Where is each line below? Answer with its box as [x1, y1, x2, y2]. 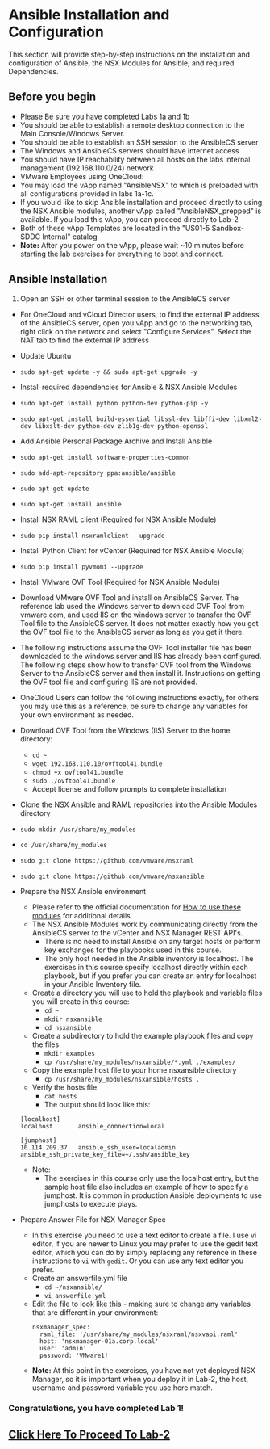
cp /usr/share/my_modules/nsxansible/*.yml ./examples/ [44, 1058, 236, 1066]
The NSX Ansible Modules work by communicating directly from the [31, 919, 258, 929]
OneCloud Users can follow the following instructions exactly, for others [19, 692, 260, 702]
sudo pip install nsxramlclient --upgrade [19, 531, 165, 540]
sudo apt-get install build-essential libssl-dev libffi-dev [19, 414, 231, 423]
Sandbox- [211, 223, 244, 233]
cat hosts [44, 1092, 77, 1100]
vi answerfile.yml [44, 1291, 106, 1300]
